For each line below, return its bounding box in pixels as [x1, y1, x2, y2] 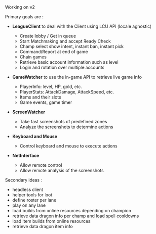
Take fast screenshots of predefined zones [19, 119, 107, 124]
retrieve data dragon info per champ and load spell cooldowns [12, 213, 139, 219]
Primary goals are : [5, 14, 43, 19]
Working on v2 [5, 4, 35, 10]
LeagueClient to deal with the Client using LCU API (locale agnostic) [12, 23, 152, 29]
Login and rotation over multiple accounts [19, 64, 105, 70]
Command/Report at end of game [19, 49, 88, 54]
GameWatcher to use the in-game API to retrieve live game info [12, 74, 142, 80]
